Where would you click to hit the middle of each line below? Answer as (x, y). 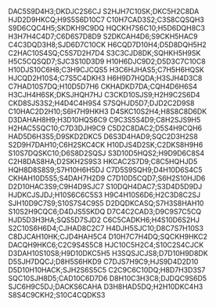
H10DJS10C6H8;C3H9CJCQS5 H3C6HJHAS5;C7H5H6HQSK (106, 69)
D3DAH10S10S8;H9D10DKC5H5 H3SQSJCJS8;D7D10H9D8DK (108, 253)
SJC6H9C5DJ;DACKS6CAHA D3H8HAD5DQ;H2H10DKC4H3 (106, 287)
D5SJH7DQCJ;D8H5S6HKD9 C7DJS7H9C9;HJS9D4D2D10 (103, 261)
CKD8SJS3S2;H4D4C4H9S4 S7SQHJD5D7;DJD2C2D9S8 (101, 103)
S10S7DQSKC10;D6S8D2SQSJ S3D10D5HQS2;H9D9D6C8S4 (106, 153)
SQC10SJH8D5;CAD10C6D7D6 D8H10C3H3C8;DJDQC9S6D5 (108, 278)
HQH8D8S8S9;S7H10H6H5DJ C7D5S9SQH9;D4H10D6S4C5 (105, 170)
